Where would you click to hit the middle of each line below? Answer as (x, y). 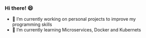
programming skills (32, 24)
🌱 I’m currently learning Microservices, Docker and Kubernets (77, 30)
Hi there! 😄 (19, 8)
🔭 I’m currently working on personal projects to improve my (74, 19)
